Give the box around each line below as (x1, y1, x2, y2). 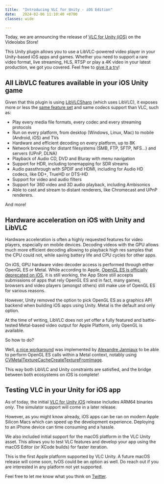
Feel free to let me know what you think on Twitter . (5, 473, 107, 479)
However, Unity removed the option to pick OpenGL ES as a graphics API (5, 297, 152, 303)
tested (5, 322, 18, 328)
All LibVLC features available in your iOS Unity (5, 78, 148, 87)
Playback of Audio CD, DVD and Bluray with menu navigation (12, 155, 135, 162)
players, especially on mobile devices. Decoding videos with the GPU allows (5, 242, 159, 248)
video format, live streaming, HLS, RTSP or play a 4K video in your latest (5, 59, 151, 65)
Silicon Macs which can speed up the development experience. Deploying (5, 419, 155, 425)
